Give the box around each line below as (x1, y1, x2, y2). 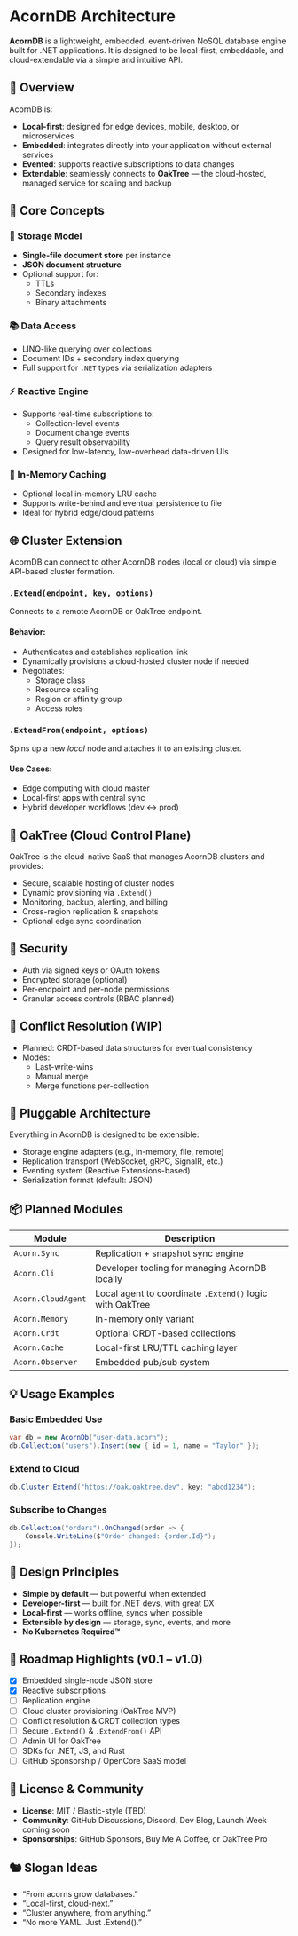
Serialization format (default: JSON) (21, 1174, 153, 1186)
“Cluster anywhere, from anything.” (21, 1907, 152, 1918)
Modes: (21, 1052, 51, 1063)
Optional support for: (21, 269, 99, 280)
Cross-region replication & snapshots (21, 905, 159, 916)
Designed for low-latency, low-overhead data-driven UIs (21, 446, 229, 457)
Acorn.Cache (13, 1343, 65, 1353)
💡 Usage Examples (9, 1387, 115, 1402)
